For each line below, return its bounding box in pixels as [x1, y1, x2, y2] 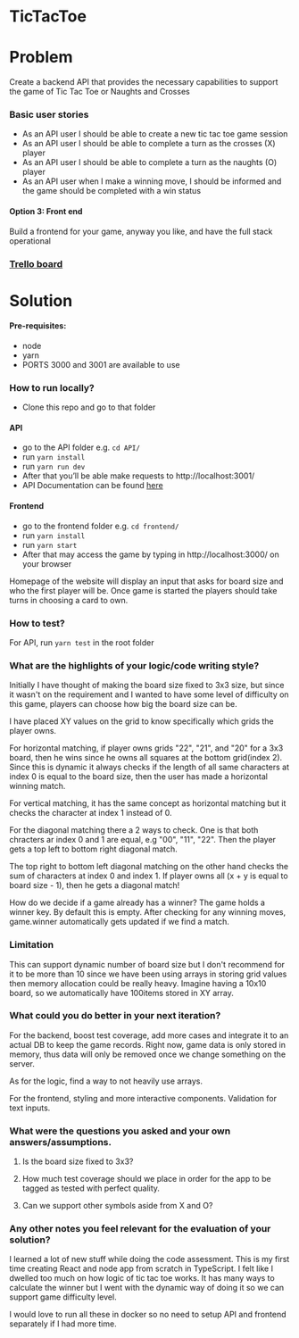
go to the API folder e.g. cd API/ [21, 442, 141, 453]
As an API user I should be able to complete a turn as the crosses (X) [21, 138, 276, 149]
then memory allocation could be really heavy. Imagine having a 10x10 [9, 977, 267, 988]
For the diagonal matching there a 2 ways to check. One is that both [9, 825, 259, 835]
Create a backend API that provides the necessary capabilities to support [9, 77, 278, 87]
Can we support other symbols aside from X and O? [21, 1201, 213, 1211]
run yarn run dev [21, 461, 86, 472]
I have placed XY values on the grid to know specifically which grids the [9, 716, 274, 727]
